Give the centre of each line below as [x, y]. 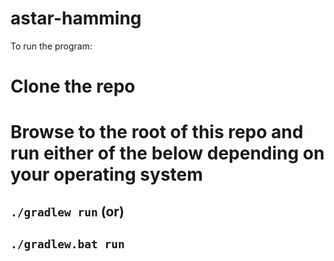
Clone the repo [73, 86]
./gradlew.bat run [67, 244]
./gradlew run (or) [67, 211]
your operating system [106, 174]
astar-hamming [76, 18]
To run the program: [51, 46]
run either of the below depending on [167, 153]
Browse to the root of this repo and [157, 132]
